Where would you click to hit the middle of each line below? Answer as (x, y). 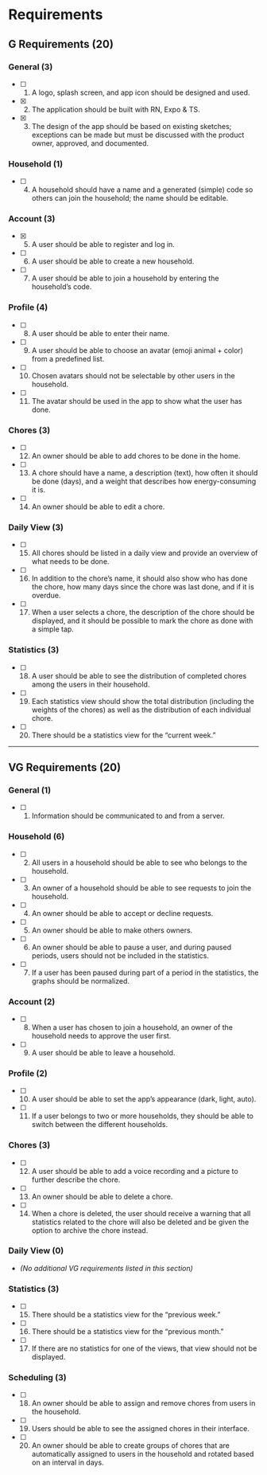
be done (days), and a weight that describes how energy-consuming (144, 481)
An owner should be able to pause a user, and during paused (132, 947)
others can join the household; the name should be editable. (130, 198)
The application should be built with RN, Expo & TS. (116, 109)
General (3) (31, 67)
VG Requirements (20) (65, 767)
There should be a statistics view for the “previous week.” (126, 1315)
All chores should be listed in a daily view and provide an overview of (145, 553)
